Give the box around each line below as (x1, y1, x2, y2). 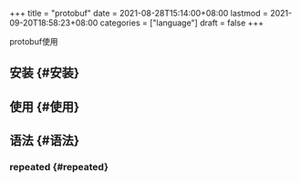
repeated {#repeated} (9, 161, 109, 174)
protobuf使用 (9, 36, 58, 46)
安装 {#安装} (9, 66, 80, 81)
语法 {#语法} (9, 133, 80, 148)
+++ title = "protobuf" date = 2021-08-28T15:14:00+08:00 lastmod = (9, 8, 269, 18)
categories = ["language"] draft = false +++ (99, 17, 265, 28)
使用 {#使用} (9, 99, 80, 115)
